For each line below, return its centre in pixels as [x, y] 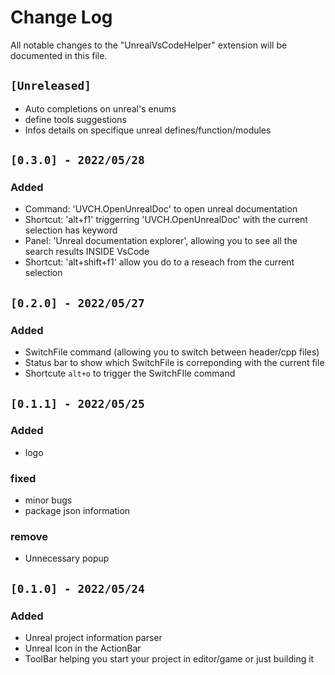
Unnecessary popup [67, 558]
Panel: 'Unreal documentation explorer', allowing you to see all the [161, 241]
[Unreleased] [51, 86]
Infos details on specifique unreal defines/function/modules [148, 130]
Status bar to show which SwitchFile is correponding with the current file [174, 363]
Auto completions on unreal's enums [100, 108]
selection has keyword [71, 230]
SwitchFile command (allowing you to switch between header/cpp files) [172, 352]
